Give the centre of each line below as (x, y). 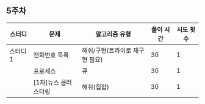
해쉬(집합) (95, 87)
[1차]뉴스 (46, 82)
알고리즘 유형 (113, 34)
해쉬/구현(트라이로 (106, 50)
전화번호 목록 (51, 55)
